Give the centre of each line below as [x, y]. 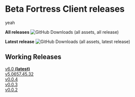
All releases [17, 32]
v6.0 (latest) [18, 69]
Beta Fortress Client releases [65, 9]
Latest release [20, 41]
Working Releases [33, 57]
